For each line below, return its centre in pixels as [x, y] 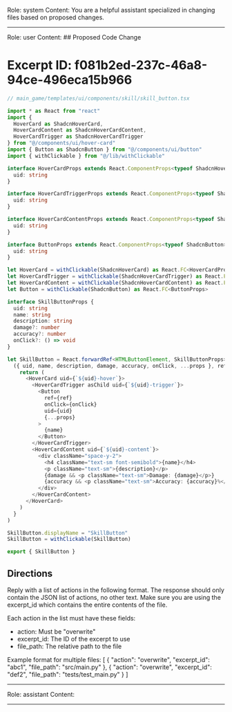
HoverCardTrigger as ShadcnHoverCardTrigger [78, 137]
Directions [30, 573]
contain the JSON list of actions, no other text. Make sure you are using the [114, 597]
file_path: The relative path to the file [69, 646]
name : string [32, 314]
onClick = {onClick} [70, 404]
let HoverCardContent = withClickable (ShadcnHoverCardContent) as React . [116, 283]
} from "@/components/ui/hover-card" [61, 143]
